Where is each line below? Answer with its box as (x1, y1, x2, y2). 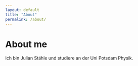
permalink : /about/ (5, 17, 47, 22)
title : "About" (5, 12, 37, 17)
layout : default (5, 7, 39, 13)
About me (5, 38, 48, 50)
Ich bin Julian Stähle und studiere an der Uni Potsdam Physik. (5, 55, 133, 61)
